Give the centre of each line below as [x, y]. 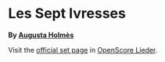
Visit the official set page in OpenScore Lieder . [83, 50]
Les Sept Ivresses [67, 14]
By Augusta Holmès [41, 35]
